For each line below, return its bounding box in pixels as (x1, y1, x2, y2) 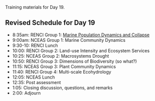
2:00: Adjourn (12, 90, 41, 96)
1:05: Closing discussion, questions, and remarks (12, 85, 113, 91)
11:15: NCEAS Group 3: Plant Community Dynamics (12, 63, 116, 69)
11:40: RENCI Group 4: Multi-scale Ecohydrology (12, 69, 112, 75)
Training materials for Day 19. (5, 4, 65, 10)
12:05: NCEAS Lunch (12, 74, 55, 80)
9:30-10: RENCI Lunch (12, 42, 58, 48)
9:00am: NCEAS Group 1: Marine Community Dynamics (12, 37, 126, 43)
